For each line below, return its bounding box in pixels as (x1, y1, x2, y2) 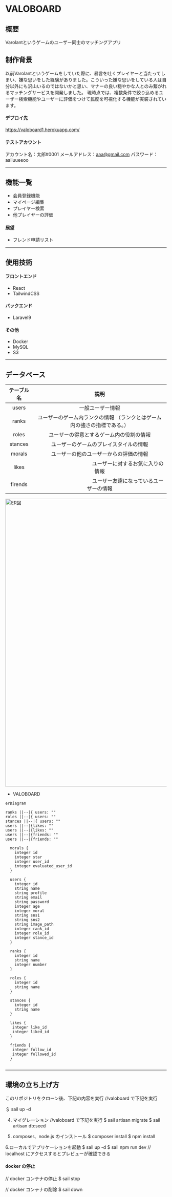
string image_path (14, 922, 54, 927)
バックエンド (5, 303, 32, 309)
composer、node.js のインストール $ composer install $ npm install (12, 1133, 155, 1139)
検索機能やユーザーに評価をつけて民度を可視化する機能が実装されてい (18, 96, 167, 102)
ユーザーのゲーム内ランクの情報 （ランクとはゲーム (37, 414, 162, 421)
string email (14, 895, 42, 900)
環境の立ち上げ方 (5, 1081, 59, 1089)
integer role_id (14, 931, 50, 936)
